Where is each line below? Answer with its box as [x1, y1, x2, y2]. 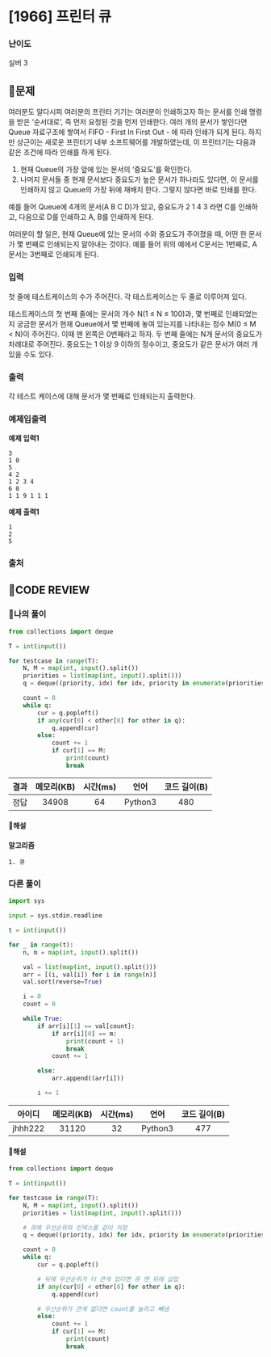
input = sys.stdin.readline [8, 912, 103, 920]
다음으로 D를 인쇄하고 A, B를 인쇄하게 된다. [19, 212, 154, 222]
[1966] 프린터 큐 [8, 7, 112, 26]
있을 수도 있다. [8, 349, 54, 359]
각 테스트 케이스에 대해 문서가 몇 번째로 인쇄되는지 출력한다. [8, 391, 196, 401]
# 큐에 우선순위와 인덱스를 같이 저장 [23, 1224, 127, 1232]
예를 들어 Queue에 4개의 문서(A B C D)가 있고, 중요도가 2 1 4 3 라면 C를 [8, 202, 236, 212]
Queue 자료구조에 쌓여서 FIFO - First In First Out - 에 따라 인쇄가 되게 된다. [8, 127, 247, 137]
